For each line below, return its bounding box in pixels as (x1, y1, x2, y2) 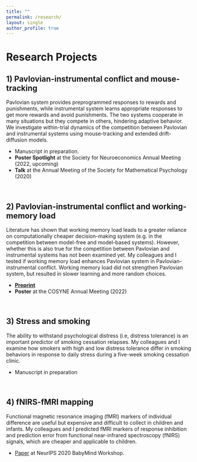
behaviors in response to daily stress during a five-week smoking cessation (6, 350, 189, 358)
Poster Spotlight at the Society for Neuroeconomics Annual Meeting (14, 154, 181, 161)
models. (28, 136, 48, 143)
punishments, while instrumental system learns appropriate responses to (6, 105, 182, 112)
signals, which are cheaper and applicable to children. (6, 438, 137, 445)
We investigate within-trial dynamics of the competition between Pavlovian (6, 124, 187, 131)
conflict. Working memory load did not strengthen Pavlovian (37, 264, 183, 271)
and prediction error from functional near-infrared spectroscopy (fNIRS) (6, 431, 181, 438)
